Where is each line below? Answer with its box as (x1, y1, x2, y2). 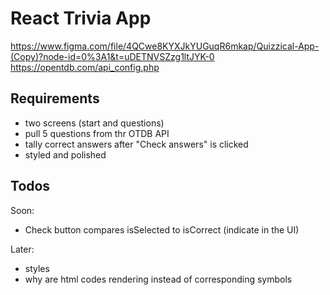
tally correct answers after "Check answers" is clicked (24, 138, 249, 150)
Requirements (10, 90, 100, 107)
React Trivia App (10, 7, 152, 30)
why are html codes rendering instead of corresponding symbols (24, 273, 293, 285)
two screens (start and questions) (24, 117, 165, 129)
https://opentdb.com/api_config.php (10, 61, 160, 73)
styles (24, 262, 50, 274)
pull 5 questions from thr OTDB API (24, 127, 170, 139)
